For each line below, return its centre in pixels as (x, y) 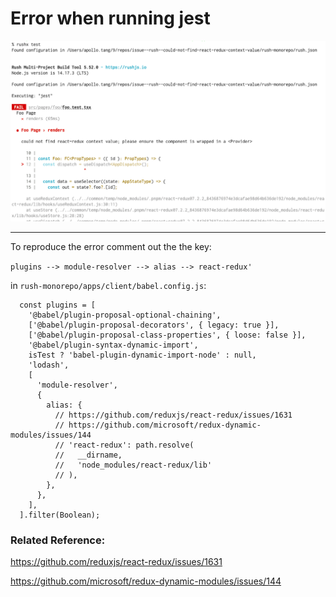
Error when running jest (110, 18)
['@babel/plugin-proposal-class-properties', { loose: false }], (167, 335)
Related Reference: (58, 540)
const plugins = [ (58, 305)
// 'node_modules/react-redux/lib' (133, 465)
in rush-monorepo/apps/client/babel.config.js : (108, 285)
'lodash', (49, 365)
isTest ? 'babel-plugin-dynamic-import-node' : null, (142, 355)
